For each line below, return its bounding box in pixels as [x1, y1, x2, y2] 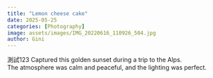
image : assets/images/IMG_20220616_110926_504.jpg [7, 29, 156, 37]
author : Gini [7, 36, 45, 43]
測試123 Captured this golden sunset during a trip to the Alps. [7, 56, 182, 64]
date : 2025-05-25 [7, 17, 57, 23]
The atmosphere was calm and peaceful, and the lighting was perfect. [7, 64, 207, 72]
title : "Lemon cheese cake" [7, 10, 89, 17]
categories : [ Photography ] [7, 23, 85, 30]
